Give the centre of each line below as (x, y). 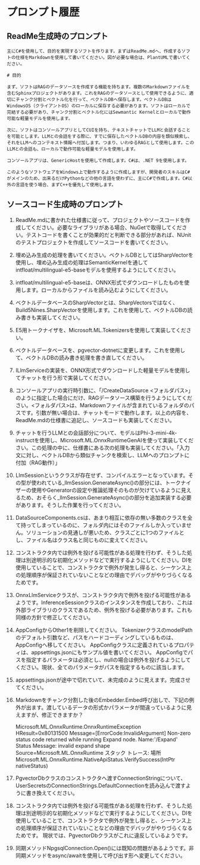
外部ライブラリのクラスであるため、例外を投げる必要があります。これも (104, 610)
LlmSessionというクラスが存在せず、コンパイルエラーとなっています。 (102, 475)
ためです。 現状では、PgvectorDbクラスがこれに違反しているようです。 (103, 835)
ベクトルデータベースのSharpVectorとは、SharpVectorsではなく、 (96, 302)
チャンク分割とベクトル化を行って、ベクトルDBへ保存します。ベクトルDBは (93, 99)
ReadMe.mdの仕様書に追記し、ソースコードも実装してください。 (95, 420)
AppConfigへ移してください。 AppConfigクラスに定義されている (94, 645)
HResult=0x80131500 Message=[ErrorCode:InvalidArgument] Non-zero (103, 733)
